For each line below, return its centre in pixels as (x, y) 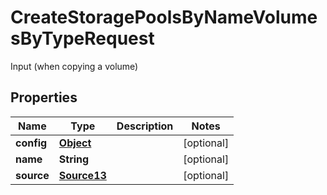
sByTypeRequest (82, 38)
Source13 (82, 175)
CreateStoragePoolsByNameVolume (164, 17)
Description (145, 126)
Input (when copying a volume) (74, 66)
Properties (44, 97)
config (31, 143)
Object (75, 143)
